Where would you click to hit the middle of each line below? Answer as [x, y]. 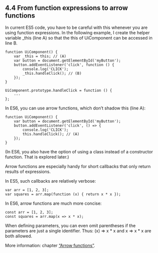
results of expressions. [28, 171]
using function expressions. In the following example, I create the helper [78, 32]
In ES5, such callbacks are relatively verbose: [50, 181]
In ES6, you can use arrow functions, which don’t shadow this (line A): [75, 108]
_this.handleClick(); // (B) [52, 73]
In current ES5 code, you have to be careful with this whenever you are [76, 27]
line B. [11, 43]
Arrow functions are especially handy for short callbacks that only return [78, 166]
